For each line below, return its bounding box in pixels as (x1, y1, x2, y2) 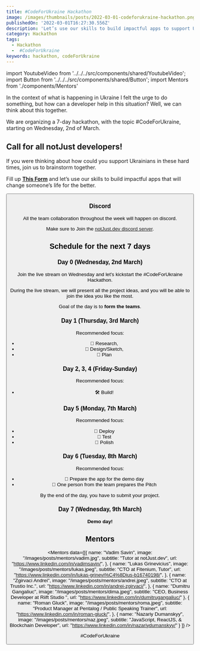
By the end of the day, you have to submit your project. (40, 492, 160, 499)
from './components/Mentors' (6, 82, 79, 90)
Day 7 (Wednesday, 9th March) (58, 506, 142, 513)
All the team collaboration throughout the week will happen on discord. (23, 215, 177, 222)
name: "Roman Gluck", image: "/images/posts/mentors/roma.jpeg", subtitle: (17, 600, 183, 606)
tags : (6, 36, 20, 42)
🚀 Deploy (93, 428, 115, 434)
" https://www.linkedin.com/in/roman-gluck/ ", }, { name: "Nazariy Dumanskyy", (15, 610, 185, 617)
